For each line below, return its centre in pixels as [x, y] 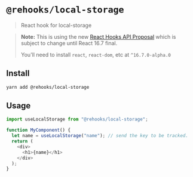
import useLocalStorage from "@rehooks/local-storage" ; [77, 119]
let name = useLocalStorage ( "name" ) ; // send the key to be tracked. [100, 136]
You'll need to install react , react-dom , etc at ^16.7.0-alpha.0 [96, 54]
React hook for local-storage [56, 25]
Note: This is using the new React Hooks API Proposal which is [98, 36]
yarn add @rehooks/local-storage [48, 87]
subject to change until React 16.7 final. [69, 43]
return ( [22, 141]
